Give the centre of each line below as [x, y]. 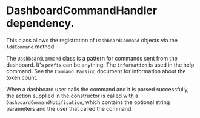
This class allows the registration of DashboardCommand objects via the [92, 40]
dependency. [40, 23]
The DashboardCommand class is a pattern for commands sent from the [92, 58]
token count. [22, 77]
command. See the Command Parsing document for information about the [96, 71]
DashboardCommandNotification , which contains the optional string [88, 102]
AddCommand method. [31, 47]
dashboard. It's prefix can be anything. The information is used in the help [100, 65]
